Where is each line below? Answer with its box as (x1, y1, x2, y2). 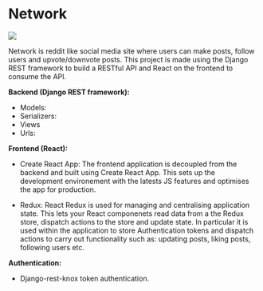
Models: (19, 102, 47, 112)
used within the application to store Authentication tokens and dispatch (19, 225, 253, 235)
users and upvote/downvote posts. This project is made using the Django (8, 54, 249, 64)
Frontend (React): (8, 143, 69, 153)
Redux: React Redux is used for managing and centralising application (19, 200, 250, 209)
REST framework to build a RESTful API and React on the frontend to (8, 63, 234, 73)
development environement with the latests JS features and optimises (19, 176, 249, 185)
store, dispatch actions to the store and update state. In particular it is (19, 217, 249, 226)
